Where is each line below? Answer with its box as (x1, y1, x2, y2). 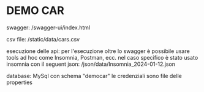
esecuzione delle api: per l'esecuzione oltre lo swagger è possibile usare (6, 47, 190, 55)
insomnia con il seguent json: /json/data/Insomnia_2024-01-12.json (6, 60, 176, 68)
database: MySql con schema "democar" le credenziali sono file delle (6, 72, 182, 79)
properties (6, 79, 32, 86)
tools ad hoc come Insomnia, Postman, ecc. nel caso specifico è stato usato (6, 54, 198, 61)
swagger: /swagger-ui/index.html (6, 24, 91, 31)
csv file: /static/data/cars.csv (6, 35, 80, 43)
